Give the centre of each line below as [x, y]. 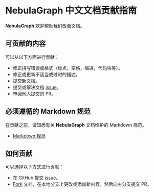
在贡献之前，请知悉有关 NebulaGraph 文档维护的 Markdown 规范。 [76, 125]
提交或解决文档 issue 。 [37, 87]
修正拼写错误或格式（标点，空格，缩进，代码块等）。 [68, 68]
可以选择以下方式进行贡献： [35, 167]
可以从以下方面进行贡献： [32, 57]
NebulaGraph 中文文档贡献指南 [71, 11]
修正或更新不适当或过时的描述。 [46, 74]
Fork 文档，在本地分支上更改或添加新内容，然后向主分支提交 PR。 [82, 184]
